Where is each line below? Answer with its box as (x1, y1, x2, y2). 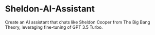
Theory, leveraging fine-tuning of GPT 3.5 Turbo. (5, 24, 103, 30)
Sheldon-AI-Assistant (5, 3, 95, 14)
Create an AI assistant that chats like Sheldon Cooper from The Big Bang (5, 19, 151, 25)
